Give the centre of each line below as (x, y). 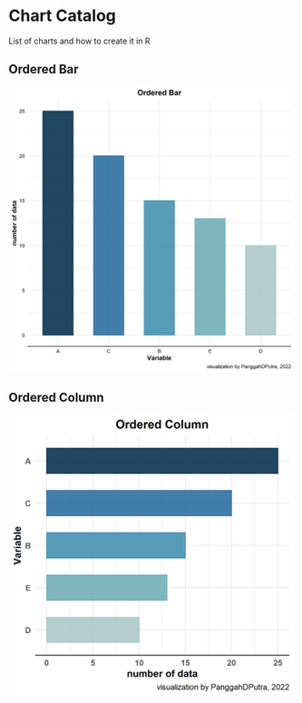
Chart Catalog (63, 16)
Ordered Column (57, 398)
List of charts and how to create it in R (79, 41)
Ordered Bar (44, 69)
